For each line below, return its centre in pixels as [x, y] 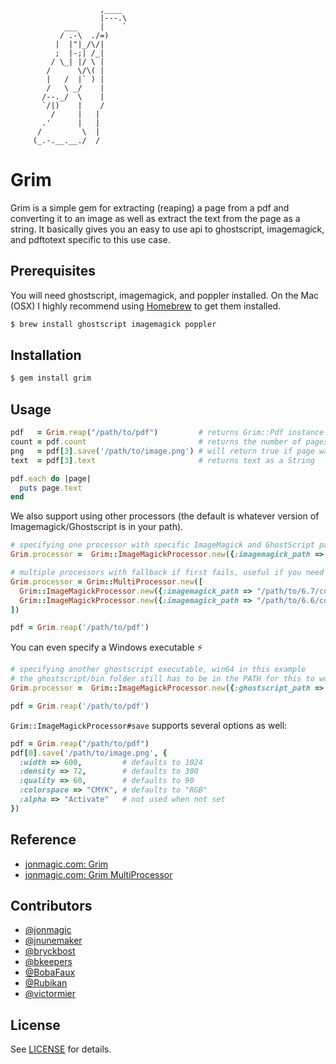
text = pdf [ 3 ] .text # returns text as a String [162, 460]
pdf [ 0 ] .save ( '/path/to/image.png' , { [89, 753]
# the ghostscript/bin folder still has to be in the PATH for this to [162, 679]
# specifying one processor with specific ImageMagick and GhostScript [162, 545]
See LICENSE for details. [61, 1049]
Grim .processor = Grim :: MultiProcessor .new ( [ [106, 581]
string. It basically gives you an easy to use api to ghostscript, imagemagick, [167, 229]
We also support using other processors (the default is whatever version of [165, 516]
